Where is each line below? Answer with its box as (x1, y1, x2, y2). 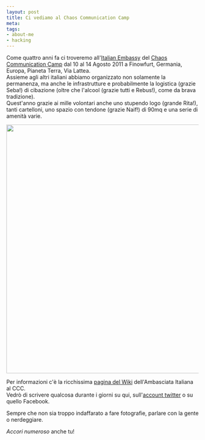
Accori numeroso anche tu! (6, 428, 75, 435)
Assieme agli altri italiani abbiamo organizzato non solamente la (6, 74, 166, 81)
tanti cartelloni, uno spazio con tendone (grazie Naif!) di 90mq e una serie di (6, 106, 198, 113)
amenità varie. (6, 112, 43, 120)
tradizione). (6, 93, 35, 100)
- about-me (6, 32, 34, 38)
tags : (6, 26, 20, 32)
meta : (6, 20, 20, 26)
